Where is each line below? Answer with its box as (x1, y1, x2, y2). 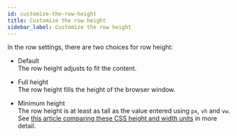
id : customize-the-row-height (7, 10, 97, 18)
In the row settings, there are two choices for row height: (7, 43, 174, 52)
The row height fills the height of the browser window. (17, 86, 176, 94)
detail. (17, 122, 36, 130)
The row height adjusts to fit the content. (17, 64, 137, 73)
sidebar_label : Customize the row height (7, 23, 132, 30)
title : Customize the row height (7, 17, 106, 24)
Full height (17, 78, 48, 86)
